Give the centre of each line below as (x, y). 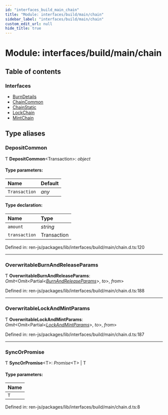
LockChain (23, 112)
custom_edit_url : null (29, 24)
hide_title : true (23, 28)
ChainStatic (24, 107)
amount (15, 227)
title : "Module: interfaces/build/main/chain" (54, 14)
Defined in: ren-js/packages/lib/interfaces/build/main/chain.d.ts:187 (75, 334)
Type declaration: (24, 205)
